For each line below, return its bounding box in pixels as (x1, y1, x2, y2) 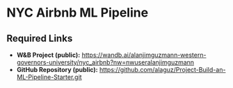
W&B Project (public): (16, 51, 81, 59)
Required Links (6, 33, 73, 44)
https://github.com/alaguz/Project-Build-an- (99, 66, 226, 73)
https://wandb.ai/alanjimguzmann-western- (81, 51, 207, 59)
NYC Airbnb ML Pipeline (6, 5, 149, 21)
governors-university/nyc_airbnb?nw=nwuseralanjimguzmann (16, 58, 195, 67)
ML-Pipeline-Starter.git (16, 73, 82, 81)
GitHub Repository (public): (16, 66, 98, 73)
